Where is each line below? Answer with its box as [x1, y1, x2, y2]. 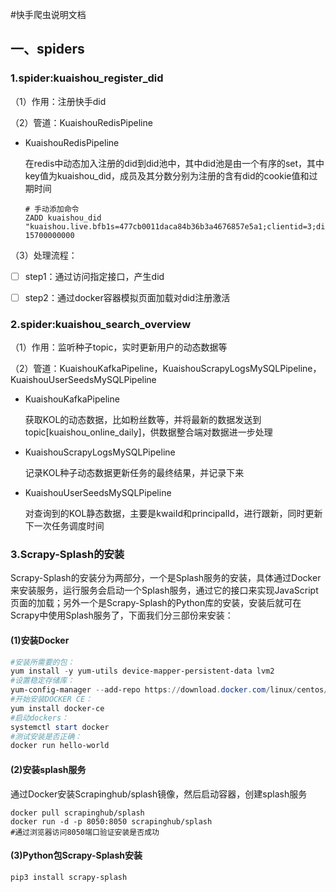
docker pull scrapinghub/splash [10, 808, 145, 818]
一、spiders [10, 41, 85, 58]
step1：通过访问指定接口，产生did [24, 270, 165, 282]
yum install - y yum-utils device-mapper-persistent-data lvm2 [10, 666, 275, 677]
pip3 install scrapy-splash [10, 872, 128, 882]
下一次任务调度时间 [24, 520, 105, 532]
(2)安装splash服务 [10, 763, 87, 775]
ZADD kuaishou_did [24, 213, 102, 223]
